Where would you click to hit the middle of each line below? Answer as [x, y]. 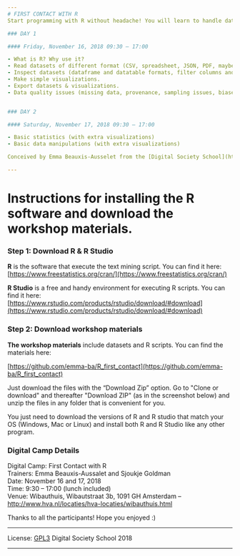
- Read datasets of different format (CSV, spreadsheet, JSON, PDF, [111, 66]
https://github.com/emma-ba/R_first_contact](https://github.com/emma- [116, 366]
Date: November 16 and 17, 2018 [54, 481]
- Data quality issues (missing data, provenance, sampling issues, [111, 92]
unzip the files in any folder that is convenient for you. [86, 403]
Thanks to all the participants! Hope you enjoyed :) [81, 517]
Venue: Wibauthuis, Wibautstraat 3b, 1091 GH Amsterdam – [95, 496]
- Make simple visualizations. [54, 79]
